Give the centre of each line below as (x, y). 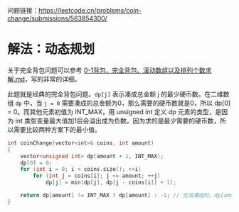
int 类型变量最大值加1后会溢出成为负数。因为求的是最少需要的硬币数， (118, 121)
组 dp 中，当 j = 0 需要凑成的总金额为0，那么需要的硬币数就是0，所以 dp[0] (119, 103)
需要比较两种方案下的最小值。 (57, 129)
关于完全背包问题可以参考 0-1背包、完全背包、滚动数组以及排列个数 (106, 70)
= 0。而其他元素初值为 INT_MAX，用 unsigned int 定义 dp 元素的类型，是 (115, 111)
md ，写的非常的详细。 (48, 79)
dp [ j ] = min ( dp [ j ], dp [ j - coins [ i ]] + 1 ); (111, 183)
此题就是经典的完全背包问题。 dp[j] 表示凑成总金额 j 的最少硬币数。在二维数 (118, 94)
